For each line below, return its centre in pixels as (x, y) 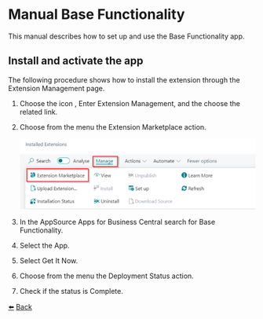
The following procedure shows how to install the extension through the (124, 79)
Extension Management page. (57, 88)
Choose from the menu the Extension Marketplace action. (113, 126)
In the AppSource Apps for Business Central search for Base (117, 222)
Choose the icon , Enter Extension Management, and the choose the (130, 103)
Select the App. (44, 245)
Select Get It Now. (49, 260)
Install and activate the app (76, 61)
